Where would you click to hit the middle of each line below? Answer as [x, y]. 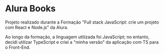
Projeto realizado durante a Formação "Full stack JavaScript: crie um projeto [82, 22]
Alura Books [30, 9]
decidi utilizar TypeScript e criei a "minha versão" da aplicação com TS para [82, 42]
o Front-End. [18, 47]
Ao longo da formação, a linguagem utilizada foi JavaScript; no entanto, [77, 37]
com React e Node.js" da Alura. [37, 27]
